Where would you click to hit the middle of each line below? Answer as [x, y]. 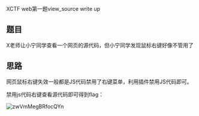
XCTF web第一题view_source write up [53, 9]
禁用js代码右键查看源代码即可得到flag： [55, 94]
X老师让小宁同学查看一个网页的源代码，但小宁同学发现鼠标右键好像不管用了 [100, 45]
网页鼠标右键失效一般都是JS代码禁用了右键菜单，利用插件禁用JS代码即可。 [99, 81]
